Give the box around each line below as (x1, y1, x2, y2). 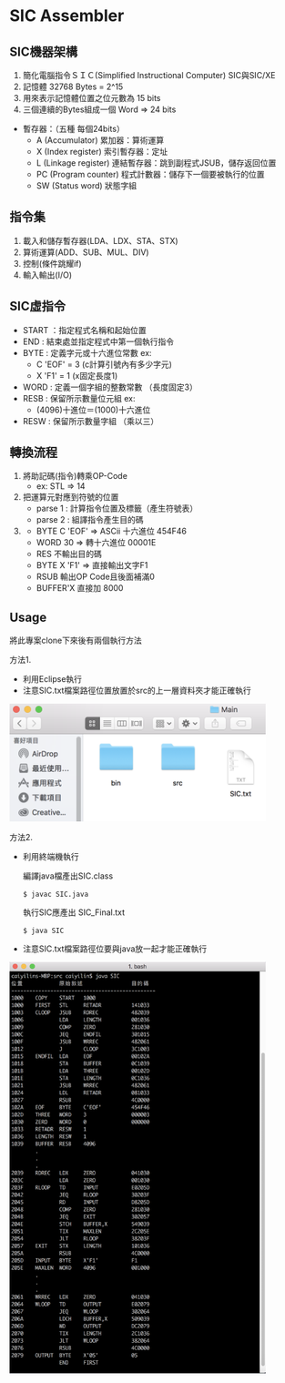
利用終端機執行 (22, 850, 79, 861)
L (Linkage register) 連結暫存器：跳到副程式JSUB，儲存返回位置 (36, 158, 277, 168)
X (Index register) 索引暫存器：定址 (36, 147, 168, 157)
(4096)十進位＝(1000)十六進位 (36, 404, 151, 415)
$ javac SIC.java (22, 890, 89, 899)
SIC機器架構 (9, 44, 78, 59)
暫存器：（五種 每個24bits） (22, 124, 125, 134)
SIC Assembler (9, 5, 125, 26)
